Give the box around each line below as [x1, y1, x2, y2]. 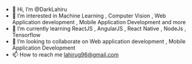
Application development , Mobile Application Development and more [12, 19, 187, 25]
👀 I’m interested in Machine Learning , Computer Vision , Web [12, 12, 166, 19]
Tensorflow [12, 31, 41, 39]
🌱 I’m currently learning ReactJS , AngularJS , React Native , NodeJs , [12, 25, 187, 32]
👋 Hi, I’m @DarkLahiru [12, 6, 67, 13]
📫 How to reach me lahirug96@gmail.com [12, 51, 119, 58]
